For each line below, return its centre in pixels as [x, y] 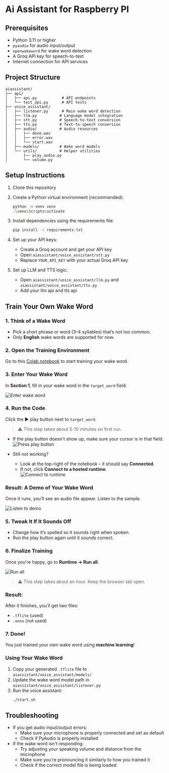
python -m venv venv [34, 206]
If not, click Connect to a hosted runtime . [63, 469]
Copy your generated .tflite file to [50, 669]
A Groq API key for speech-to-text [48, 56]
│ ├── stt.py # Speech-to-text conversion [63, 120]
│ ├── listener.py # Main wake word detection [63, 111]
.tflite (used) [28, 615]
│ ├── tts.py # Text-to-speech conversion [63, 124]
